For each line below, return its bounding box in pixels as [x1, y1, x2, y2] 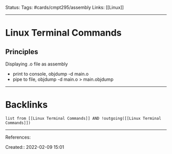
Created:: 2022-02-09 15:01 [5, 144, 64, 150]
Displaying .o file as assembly [5, 61, 68, 67]
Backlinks [5, 99, 48, 111]
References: [5, 134, 31, 140]
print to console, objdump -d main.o [12, 71, 89, 77]
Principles [5, 47, 38, 56]
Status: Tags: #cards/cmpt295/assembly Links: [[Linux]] [5, 5, 124, 10]
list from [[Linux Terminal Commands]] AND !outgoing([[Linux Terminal [5, 116, 161, 121]
